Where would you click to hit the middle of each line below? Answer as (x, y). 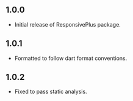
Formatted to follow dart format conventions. (71, 58)
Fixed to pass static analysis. (51, 92)
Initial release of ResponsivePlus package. (68, 24)
